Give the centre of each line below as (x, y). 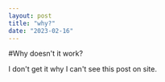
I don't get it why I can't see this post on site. (82, 69)
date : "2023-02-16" (41, 31)
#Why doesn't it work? (45, 54)
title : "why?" (32, 23)
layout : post (30, 16)
